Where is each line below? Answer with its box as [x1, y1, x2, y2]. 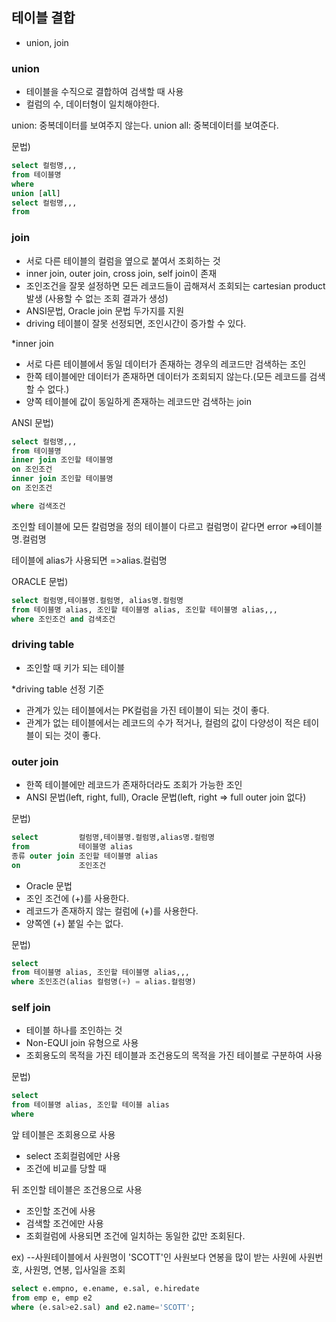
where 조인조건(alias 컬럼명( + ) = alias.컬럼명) [11, 977, 197, 987]
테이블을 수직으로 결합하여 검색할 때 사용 [25, 86, 184, 98]
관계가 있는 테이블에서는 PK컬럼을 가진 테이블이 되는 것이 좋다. [25, 704, 270, 716]
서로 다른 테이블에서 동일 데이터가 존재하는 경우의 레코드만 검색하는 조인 [25, 358, 307, 370]
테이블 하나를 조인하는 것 [25, 1024, 123, 1037]
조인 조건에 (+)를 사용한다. [25, 892, 129, 904]
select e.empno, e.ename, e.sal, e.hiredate [11, 1284, 200, 1294]
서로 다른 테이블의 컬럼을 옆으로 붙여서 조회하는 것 [25, 254, 221, 267]
